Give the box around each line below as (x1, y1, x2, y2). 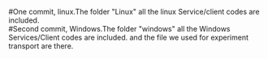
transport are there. (8, 41, 74, 51)
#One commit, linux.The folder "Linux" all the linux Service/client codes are (8, 7, 260, 16)
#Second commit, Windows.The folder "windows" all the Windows (8, 24, 231, 33)
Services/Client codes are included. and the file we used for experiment (8, 32, 249, 42)
